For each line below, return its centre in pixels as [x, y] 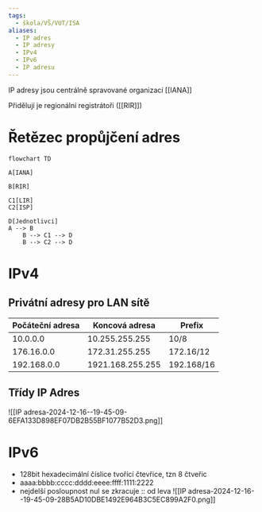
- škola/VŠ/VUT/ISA [48, 23]
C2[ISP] [21, 208]
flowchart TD [30, 159]
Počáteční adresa [46, 325]
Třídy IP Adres [44, 393]
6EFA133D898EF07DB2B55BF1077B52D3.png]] [86, 420]
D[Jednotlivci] [33, 221]
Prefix [192, 325]
